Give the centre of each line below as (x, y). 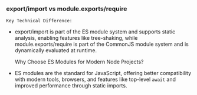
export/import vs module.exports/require (67, 9)
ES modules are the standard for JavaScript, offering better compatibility (103, 73)
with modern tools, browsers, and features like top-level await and (95, 79)
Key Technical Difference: (39, 21)
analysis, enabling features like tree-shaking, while (76, 38)
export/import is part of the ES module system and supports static (95, 32)
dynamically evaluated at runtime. (56, 50)
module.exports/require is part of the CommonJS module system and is (101, 44)
